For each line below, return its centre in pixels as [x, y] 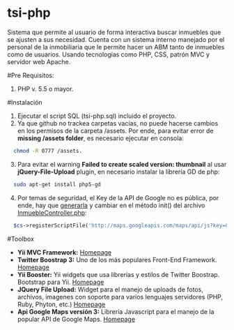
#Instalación [25, 102]
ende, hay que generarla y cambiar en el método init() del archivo [111, 205]
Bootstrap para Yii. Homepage [61, 282]
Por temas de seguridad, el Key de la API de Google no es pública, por [118, 197]
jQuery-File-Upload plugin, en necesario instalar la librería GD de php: [118, 172]
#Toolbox [21, 239]
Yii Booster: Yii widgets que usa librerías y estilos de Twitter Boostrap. [118, 274]
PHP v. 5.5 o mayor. [45, 89]
